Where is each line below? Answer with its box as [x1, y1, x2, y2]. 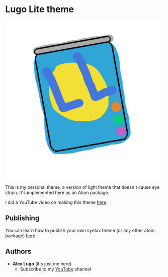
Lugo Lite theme [5, 4, 74, 15]
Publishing [5, 214, 40, 223]
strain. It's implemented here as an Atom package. [5, 189, 110, 195]
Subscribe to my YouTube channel [20, 266, 92, 272]
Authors [5, 247, 32, 256]
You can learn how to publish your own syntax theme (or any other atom [5, 227, 155, 233]
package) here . [5, 233, 37, 239]
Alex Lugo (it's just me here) [12, 260, 72, 266]
